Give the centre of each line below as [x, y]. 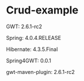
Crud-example [42, 10]
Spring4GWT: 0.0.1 [29, 60]
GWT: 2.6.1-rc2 [24, 26]
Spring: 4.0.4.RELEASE [34, 38]
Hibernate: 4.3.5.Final [32, 49]
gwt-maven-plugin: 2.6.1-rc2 [41, 72]
